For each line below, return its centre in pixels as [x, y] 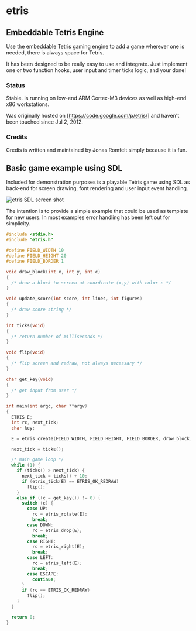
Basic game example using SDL [64, 168]
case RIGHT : [42, 541]
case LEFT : [40, 558]
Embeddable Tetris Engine [55, 32]
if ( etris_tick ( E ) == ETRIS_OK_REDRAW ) [70, 481]
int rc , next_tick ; [35, 423]
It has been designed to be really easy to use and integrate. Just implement [97, 64]
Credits [17, 137]
